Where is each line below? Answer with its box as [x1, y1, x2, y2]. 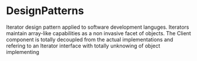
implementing [6, 48, 40, 55]
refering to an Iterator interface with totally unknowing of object [6, 42, 160, 49]
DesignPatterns [6, 4, 84, 18]
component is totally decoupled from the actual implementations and [6, 36, 173, 43]
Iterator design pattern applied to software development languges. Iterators [6, 23, 189, 30]
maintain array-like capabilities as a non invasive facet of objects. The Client [6, 29, 192, 36]
